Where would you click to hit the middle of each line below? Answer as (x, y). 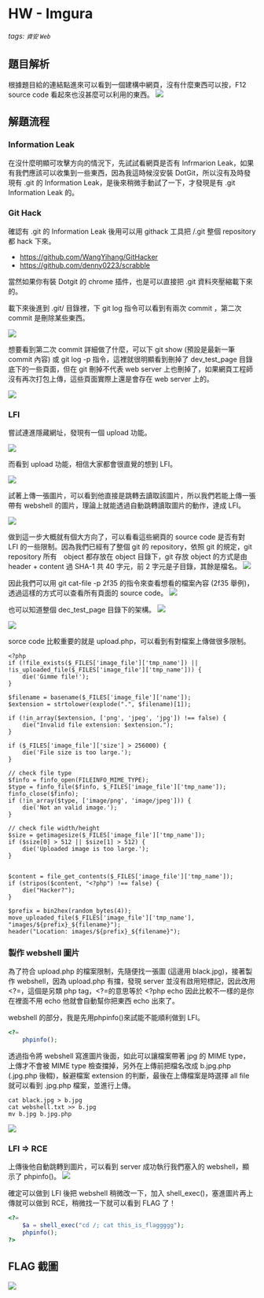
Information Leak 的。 (44, 192)
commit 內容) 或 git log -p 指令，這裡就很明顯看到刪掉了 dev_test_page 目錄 (130, 359)
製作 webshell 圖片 (44, 953)
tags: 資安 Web (29, 35)
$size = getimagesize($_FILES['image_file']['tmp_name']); (107, 835)
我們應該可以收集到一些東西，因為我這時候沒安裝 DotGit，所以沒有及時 (129, 172)
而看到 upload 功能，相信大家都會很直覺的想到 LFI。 (92, 464)
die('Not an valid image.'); (70, 808)
